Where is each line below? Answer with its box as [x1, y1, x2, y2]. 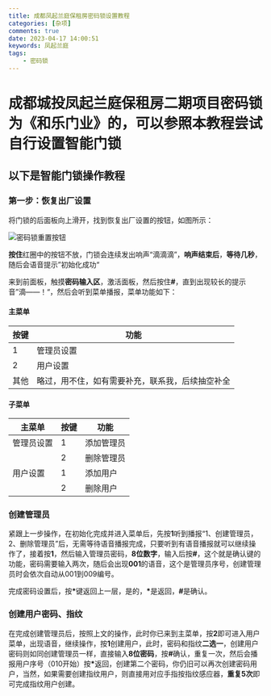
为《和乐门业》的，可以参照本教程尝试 [8, 115, 264, 133]
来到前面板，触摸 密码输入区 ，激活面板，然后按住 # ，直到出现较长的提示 [8, 276, 247, 287]
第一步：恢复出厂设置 [8, 195, 91, 207]
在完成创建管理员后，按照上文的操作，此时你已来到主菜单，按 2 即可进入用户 [8, 628, 261, 638]
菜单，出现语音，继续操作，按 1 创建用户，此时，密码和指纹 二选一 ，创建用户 [8, 639, 260, 648]
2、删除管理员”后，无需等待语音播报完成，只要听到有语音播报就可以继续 [8, 539, 249, 549]
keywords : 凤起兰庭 [8, 42, 69, 50]
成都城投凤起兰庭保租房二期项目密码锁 [8, 94, 264, 113]
